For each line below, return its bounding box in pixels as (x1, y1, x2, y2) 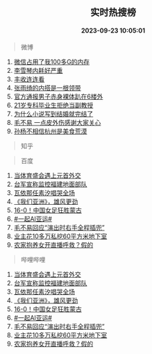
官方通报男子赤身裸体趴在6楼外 (13, 92, 103, 101)
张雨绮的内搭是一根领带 (13, 83, 81, 92)
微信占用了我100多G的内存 (13, 58, 90, 66)
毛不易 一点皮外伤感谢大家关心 (13, 118, 101, 126)
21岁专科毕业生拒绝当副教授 (13, 101, 94, 109)
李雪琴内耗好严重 (13, 66, 63, 74)
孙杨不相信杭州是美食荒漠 (13, 127, 87, 135)
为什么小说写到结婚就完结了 (13, 110, 94, 118)
